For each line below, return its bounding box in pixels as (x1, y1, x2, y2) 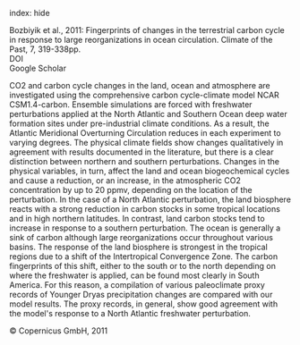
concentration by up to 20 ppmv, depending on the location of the (9, 185, 253, 195)
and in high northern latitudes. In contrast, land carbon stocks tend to (9, 214, 266, 223)
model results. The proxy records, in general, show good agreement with (9, 299, 279, 309)
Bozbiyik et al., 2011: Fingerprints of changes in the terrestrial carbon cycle (9, 25, 285, 35)
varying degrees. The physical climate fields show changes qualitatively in (9, 138, 284, 147)
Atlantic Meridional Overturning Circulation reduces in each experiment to (9, 128, 281, 138)
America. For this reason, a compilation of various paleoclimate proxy (9, 280, 266, 290)
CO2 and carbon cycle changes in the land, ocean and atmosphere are (9, 80, 270, 90)
